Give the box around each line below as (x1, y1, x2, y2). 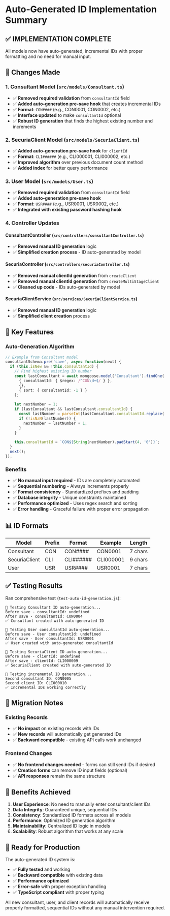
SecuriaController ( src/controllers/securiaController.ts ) (5, 261, 130, 267)
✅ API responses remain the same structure (12, 773, 106, 779)
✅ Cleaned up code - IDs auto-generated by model (12, 283, 120, 290)
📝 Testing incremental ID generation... (5, 672, 92, 677)
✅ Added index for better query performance (12, 165, 108, 171)
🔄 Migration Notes (5, 699, 63, 707)
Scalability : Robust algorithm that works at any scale (12, 828, 123, 834)
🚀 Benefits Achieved (5, 788, 71, 797)
